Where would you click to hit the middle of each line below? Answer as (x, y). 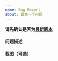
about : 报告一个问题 (24, 14)
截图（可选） (18, 54)
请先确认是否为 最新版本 (29, 29)
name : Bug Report (23, 10)
